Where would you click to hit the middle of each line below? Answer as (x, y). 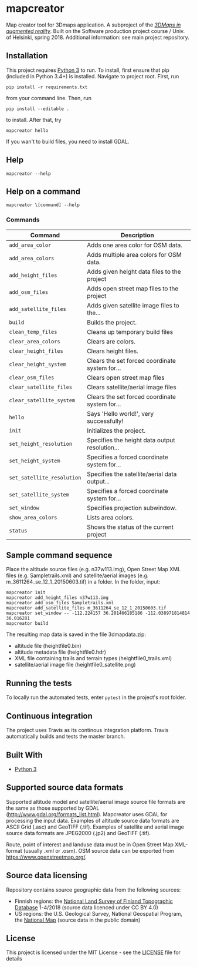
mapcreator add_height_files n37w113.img (57, 598)
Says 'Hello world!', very (120, 413)
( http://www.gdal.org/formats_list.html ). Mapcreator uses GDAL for (87, 814)
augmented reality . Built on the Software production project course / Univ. (96, 31)
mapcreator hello (27, 130)
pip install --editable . (38, 109)
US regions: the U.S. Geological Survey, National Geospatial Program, (98, 913)
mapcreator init (26, 593)
